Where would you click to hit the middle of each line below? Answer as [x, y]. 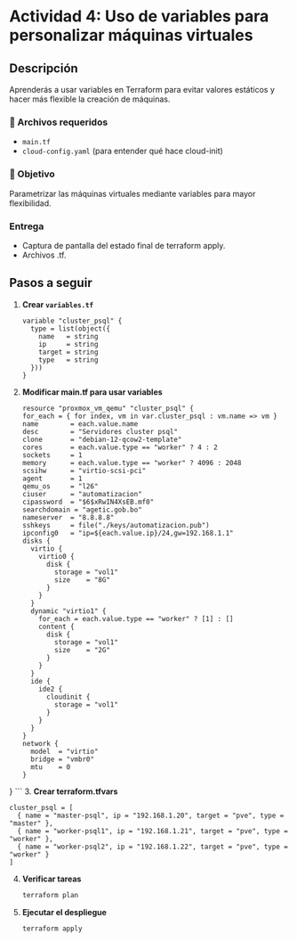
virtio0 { [56, 556]
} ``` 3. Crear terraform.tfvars [64, 791]
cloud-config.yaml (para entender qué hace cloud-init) [123, 151]
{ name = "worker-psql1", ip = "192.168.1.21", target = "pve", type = [153, 831]
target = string [68, 352]
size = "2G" [83, 650]
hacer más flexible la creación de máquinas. [90, 99]
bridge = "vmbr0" [63, 759]
